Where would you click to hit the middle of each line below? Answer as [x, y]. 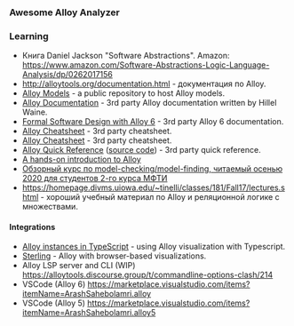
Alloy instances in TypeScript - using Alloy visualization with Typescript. [154, 247]
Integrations [32, 227]
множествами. [50, 207]
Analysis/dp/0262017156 [68, 75]
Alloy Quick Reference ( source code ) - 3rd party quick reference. [141, 150]
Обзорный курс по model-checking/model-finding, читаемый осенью [152, 169]
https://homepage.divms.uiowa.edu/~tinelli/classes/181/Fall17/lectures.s [154, 187]
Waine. [35, 112]
